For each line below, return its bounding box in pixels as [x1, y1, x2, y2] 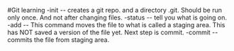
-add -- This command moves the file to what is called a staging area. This [7, 21, 225, 29]
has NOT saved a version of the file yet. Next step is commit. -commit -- [7, 28, 218, 36]
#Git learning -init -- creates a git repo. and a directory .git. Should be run [7, 6, 222, 14]
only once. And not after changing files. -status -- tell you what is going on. [7, 13, 227, 22]
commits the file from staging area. [7, 36, 110, 44]
